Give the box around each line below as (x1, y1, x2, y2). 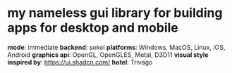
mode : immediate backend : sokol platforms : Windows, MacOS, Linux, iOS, (7, 43, 226, 51)
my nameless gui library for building (7, 5, 223, 21)
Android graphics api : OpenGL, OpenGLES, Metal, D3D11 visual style (7, 51, 209, 59)
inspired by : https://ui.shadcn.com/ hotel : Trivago (7, 58, 153, 66)
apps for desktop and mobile (7, 20, 178, 36)
